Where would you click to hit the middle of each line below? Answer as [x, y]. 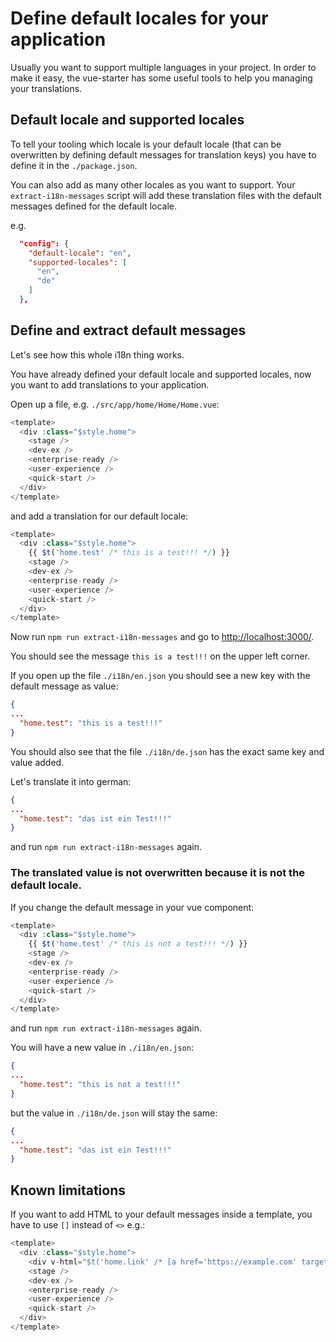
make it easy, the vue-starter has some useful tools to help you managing [161, 78]
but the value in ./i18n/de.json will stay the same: [114, 1113]
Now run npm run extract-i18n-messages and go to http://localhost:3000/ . [162, 637]
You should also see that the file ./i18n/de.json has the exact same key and [167, 751]
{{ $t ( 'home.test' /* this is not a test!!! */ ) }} [138, 944]
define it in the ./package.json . [74, 165]
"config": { [44, 243]
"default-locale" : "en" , [80, 253]
